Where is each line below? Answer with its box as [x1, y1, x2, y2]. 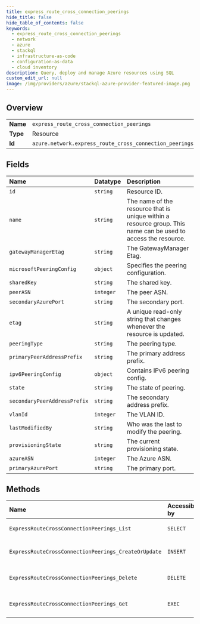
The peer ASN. [127, 288, 168, 296]
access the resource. [127, 234, 186, 242]
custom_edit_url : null [6, 75, 62, 81]
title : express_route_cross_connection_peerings [6, 8, 129, 15]
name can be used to [127, 227, 186, 235]
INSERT [167, 548, 186, 555]
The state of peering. [127, 383, 186, 391]
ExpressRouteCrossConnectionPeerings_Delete [9, 574, 137, 582]
